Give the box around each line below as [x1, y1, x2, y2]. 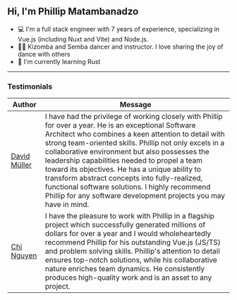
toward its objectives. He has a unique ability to [44, 165, 201, 175]
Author [12, 100, 37, 110]
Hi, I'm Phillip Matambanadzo [7, 6, 139, 18]
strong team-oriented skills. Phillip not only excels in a [44, 138, 225, 148]
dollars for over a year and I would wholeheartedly [44, 229, 212, 239]
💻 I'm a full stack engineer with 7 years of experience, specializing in [17, 25, 220, 33]
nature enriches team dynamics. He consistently [44, 264, 205, 274]
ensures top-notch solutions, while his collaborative [44, 255, 217, 265]
